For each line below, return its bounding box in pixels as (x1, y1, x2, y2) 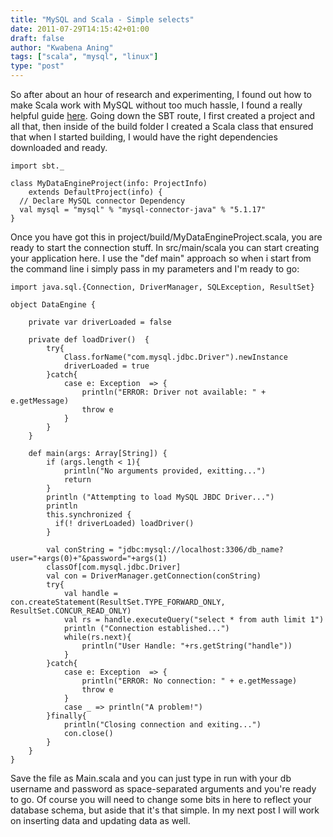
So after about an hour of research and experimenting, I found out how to (10, 89, 312, 100)
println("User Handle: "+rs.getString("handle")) (81, 641, 293, 651)
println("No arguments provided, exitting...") (63, 466, 267, 476)
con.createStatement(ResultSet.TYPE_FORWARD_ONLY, (10, 597, 226, 607)
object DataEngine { (10, 300, 97, 310)
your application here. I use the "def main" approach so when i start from (10, 252, 312, 264)
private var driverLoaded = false (28, 317, 172, 327)
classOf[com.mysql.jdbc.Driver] (46, 562, 182, 572)
